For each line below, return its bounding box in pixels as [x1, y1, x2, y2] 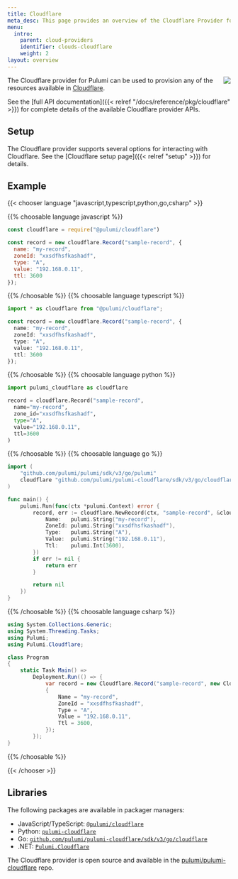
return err [45, 562, 78, 569]
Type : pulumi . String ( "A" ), [45, 529, 132, 536]
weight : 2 [20, 50, 50, 58]
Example [7, 180, 47, 192]
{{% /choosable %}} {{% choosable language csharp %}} [7, 608, 176, 616]
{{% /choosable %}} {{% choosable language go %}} [7, 449, 163, 458]
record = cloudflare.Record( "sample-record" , [7, 397, 144, 405]
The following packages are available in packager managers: [7, 805, 185, 814]
